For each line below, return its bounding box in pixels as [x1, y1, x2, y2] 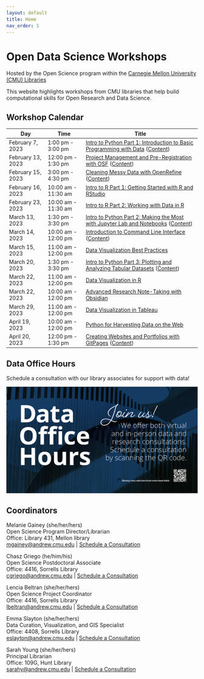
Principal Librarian [6, 653, 52, 660]
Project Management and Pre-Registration [86, 154, 192, 161]
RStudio [86, 190, 106, 197]
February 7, [8, 139, 38, 146]
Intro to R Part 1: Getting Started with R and [86, 183, 194, 191]
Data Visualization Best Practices [86, 246, 168, 254]
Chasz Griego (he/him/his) [6, 552, 73, 560]
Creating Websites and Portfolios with [86, 333, 180, 340]
